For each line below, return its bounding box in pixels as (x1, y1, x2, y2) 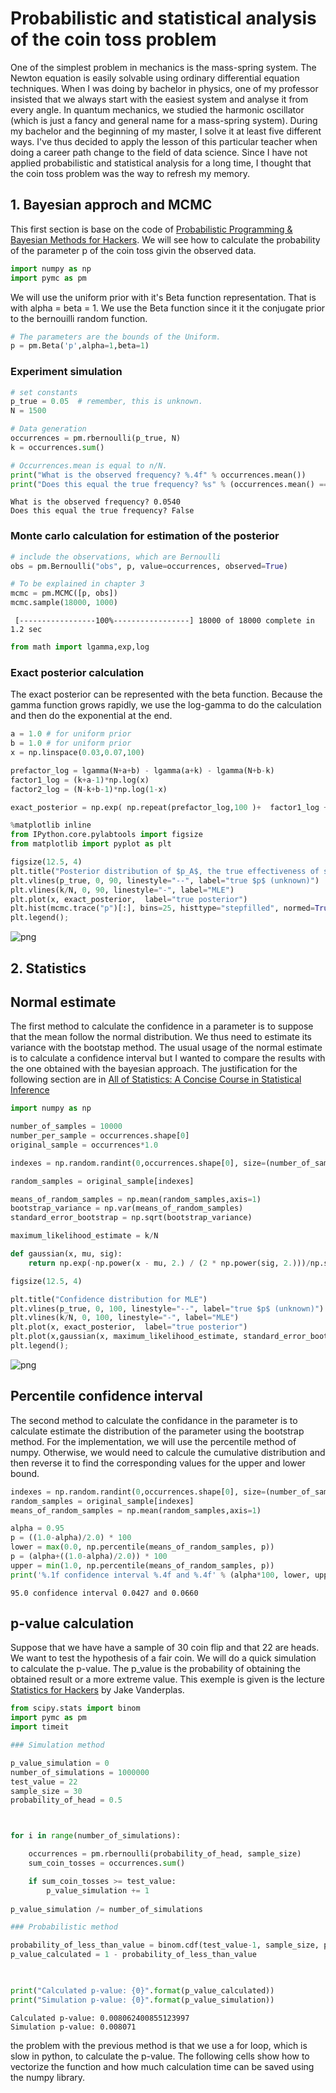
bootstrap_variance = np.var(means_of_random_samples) (10, 1203, 244, 1214)
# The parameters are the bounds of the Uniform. (10, 332, 222, 342)
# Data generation (10, 424, 87, 434)
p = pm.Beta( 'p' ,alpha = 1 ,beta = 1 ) (10, 341, 150, 351)
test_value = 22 (10, 1777, 78, 1787)
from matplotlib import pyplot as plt (10, 839, 172, 849)
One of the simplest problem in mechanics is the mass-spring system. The (10, 61, 317, 73)
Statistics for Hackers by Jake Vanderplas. (10, 1684, 185, 1696)
